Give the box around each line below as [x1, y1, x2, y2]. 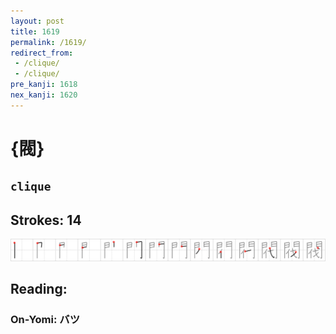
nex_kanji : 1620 [10, 90, 78, 100]
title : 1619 [10, 26, 60, 37]
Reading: [10, 281, 68, 298]
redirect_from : [10, 48, 74, 58]
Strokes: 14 [10, 211, 82, 229]
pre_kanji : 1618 [10, 80, 78, 90]
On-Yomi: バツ [10, 313, 81, 327]
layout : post [10, 16, 65, 26]
